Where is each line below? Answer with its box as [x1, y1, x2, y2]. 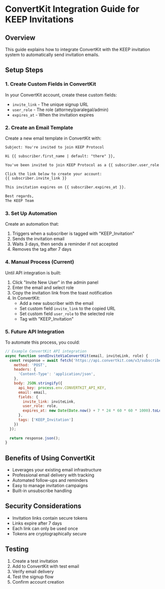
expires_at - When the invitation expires [12, 112, 94, 118]
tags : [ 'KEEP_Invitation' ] [18, 417, 74, 422]
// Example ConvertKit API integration [5, 349, 87, 353]
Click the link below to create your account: [5, 171, 102, 177]
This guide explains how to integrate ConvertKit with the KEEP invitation [5, 47, 151, 52]
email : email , [18, 390, 48, 395]
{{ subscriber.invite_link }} [5, 176, 67, 181]
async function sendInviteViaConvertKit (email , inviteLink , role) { [5, 353, 148, 358]
